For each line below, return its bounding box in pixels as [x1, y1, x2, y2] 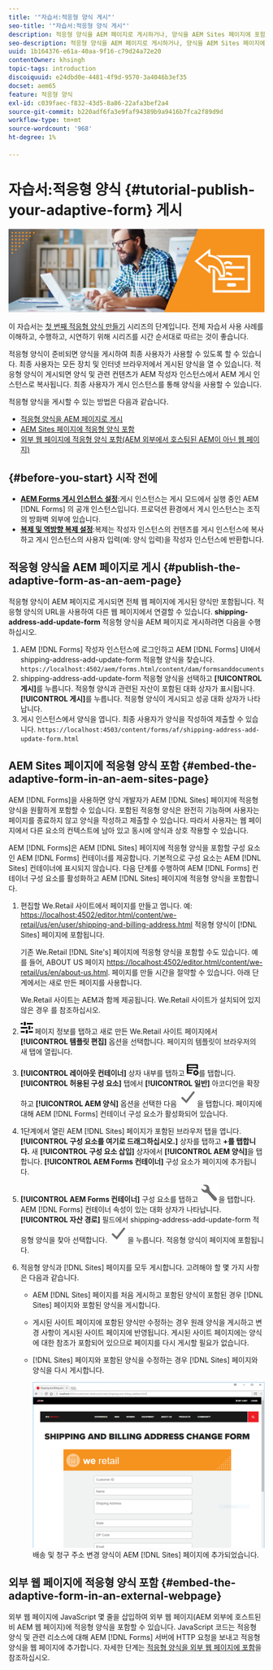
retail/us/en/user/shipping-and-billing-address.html [19, 920, 193, 929]
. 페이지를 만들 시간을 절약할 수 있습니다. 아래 [107, 967, 250, 977]
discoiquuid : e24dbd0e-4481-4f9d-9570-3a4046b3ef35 [8, 73, 187, 81]
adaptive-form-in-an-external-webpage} [8, 1589, 222, 1603]
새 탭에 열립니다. [19, 1047, 73, 1056]
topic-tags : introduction [8, 65, 96, 73]
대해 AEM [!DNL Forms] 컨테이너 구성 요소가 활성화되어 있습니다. [19, 1108, 228, 1118]
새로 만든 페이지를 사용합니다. [48, 977, 142, 987]
